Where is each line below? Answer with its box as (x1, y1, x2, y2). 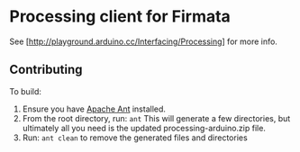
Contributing (9, 62, 83, 77)
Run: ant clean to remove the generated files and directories (22, 132, 248, 143)
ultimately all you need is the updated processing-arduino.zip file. (22, 122, 266, 133)
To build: (9, 85, 42, 96)
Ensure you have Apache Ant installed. (22, 103, 167, 114)
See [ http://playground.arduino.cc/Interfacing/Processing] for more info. (9, 36, 277, 47)
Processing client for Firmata (9, 6, 232, 27)
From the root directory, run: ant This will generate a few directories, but (22, 112, 291, 123)
